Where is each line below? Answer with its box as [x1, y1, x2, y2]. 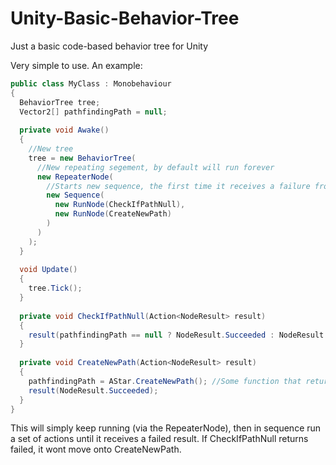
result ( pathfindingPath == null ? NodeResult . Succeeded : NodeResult [28, 330, 325, 340]
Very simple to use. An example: [10, 59, 143, 71]
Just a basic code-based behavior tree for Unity [10, 40, 209, 52]
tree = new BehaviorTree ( [28, 153, 137, 163]
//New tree [28, 144, 74, 154]
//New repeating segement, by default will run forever [36, 162, 275, 172]
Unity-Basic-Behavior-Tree [10, 7, 240, 30]
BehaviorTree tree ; [19, 97, 101, 107]
